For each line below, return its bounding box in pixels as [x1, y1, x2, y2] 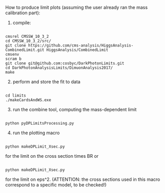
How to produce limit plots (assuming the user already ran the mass [5, 5, 148, 10]
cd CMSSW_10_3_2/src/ [5, 38, 52, 43]
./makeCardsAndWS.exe [5, 98, 52, 103]
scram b [5, 56, 22, 61]
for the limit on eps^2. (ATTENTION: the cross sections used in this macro [5, 176, 160, 182]
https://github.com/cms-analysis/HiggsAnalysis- [28, 43, 134, 48]
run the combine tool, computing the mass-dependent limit [12, 107, 137, 112]
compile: [12, 20, 32, 26]
